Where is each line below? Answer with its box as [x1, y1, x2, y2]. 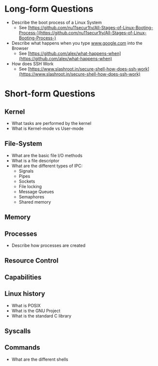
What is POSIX [11, 302, 41, 308]
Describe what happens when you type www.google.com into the [11, 40, 142, 46]
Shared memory [18, 199, 51, 205]
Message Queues [18, 189, 54, 194]
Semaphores [18, 193, 45, 200]
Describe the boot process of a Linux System [11, 19, 102, 25]
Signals [18, 168, 34, 174]
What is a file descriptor [11, 157, 60, 163]
